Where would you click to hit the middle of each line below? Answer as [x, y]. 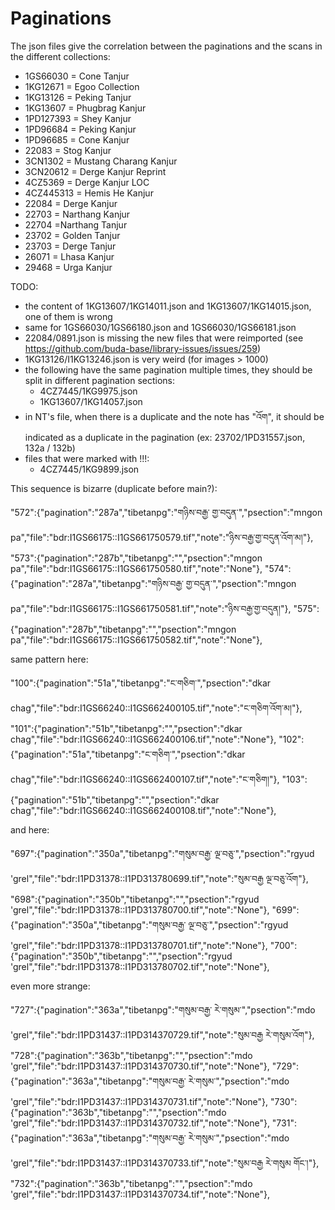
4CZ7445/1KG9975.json [88, 391]
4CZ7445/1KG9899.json [89, 469]
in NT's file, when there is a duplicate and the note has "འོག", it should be [174, 416]
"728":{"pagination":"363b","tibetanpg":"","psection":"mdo [131, 1055]
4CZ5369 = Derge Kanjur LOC [87, 182]
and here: [30, 829]
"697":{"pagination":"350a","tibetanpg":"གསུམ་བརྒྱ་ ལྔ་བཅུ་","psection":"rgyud [162, 853]
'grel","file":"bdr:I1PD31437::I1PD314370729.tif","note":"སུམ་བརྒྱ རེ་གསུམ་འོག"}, [162, 1034]
